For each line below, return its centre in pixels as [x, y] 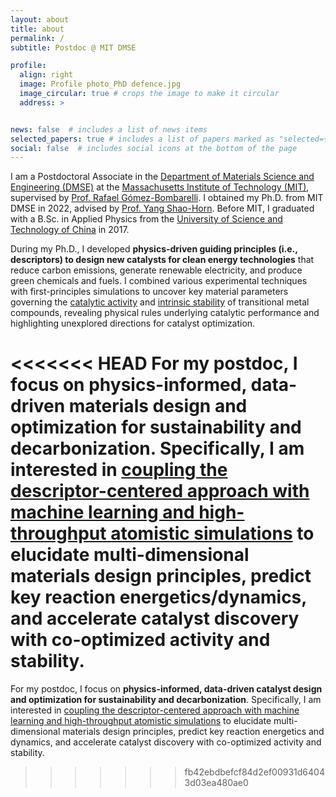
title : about [37, 29]
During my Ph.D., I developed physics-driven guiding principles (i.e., [154, 249]
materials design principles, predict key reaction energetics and [193, 732]
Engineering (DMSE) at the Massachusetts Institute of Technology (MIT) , [160, 187]
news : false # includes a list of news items [109, 129]
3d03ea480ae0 [216, 783]
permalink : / [37, 38]
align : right [46, 75]
